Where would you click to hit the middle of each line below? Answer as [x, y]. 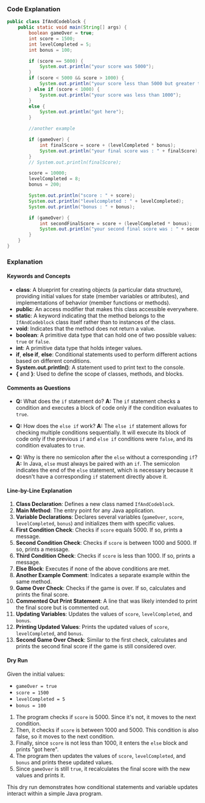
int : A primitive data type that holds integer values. [79, 348]
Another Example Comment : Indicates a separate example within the [103, 575]
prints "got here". [37, 749]
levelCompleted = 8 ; [55, 179]
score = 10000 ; [48, 173]
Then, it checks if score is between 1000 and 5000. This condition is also [107, 730]
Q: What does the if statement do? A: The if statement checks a [98, 401]
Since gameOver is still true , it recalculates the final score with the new [103, 768]
